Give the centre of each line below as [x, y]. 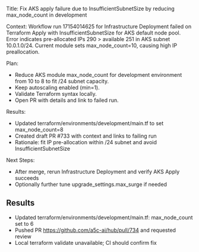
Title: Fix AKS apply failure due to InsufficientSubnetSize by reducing [91, 9]
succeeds [27, 178]
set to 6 [24, 223]
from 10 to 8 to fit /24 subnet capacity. [61, 81]
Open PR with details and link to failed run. [67, 100]
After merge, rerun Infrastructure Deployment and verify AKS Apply [97, 172]
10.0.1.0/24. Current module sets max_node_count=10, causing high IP [91, 45]
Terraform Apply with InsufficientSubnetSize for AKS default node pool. [94, 33]
